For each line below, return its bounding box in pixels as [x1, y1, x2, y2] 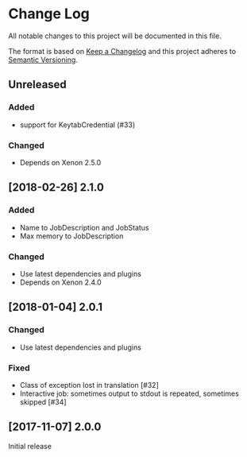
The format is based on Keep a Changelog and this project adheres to [8, 46, 237, 56]
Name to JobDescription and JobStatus [19, 223, 149, 232]
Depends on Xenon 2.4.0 [19, 277, 102, 287]
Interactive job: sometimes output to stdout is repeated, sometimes [19, 389, 240, 398]
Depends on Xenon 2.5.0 [19, 157, 102, 167]
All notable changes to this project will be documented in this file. [8, 31, 222, 41]
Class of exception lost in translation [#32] [19, 380, 159, 389]
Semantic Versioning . [8, 55, 78, 64]
